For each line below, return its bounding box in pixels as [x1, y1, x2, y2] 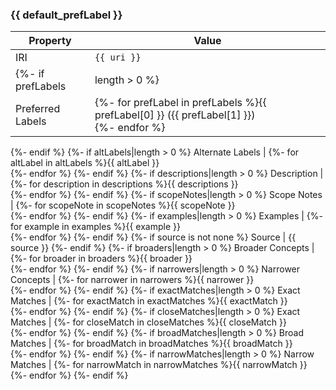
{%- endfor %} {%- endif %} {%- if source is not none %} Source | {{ [10, 231, 297, 243]
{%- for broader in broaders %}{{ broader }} [10, 253, 193, 265]
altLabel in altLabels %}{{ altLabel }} [10, 157, 160, 169]
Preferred [15, 102, 61, 116]
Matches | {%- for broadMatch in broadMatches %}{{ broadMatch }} [10, 338, 293, 350]
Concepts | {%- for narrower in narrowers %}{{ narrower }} [10, 274, 255, 286]
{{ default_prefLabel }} [10, 8, 123, 22]
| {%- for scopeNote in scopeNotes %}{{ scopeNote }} [10, 199, 236, 212]
